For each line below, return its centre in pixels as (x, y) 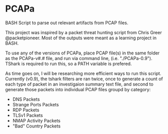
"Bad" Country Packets (36, 126)
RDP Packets (26, 110)
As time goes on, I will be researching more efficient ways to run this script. (83, 73)
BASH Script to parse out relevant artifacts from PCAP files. (67, 23)
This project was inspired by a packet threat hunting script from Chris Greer (83, 32)
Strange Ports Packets (36, 104)
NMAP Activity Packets (36, 120)
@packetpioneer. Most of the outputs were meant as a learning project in (81, 38)
